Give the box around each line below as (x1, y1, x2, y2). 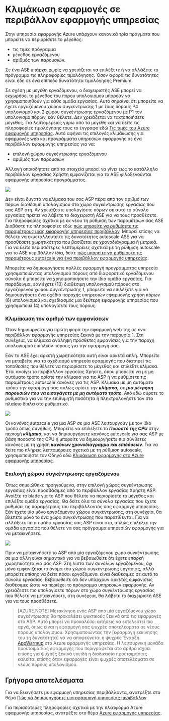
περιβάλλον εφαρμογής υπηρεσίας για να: (5, 141, 96, 147)
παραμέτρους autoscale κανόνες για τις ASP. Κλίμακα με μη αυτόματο (5, 379, 153, 385)
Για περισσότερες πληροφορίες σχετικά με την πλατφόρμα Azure (5, 704, 143, 711)
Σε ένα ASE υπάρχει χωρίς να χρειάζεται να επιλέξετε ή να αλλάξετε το (5, 67, 158, 73)
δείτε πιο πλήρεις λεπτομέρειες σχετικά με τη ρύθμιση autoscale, (5, 447, 142, 453)
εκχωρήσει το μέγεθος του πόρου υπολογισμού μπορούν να (5, 93, 131, 99)
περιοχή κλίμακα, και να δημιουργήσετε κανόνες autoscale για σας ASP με (5, 431, 164, 437)
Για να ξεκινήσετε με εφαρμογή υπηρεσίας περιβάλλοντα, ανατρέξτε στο (5, 689, 161, 696)
